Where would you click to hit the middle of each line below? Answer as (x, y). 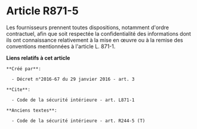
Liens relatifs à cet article (38, 58)
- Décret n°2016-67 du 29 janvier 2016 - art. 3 (73, 79)
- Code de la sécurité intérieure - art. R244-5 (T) (79, 121)
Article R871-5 (42, 11)
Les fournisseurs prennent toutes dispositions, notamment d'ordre (87, 27)
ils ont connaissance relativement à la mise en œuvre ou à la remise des (95, 40)
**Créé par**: (24, 69)
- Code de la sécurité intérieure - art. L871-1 (73, 100)
